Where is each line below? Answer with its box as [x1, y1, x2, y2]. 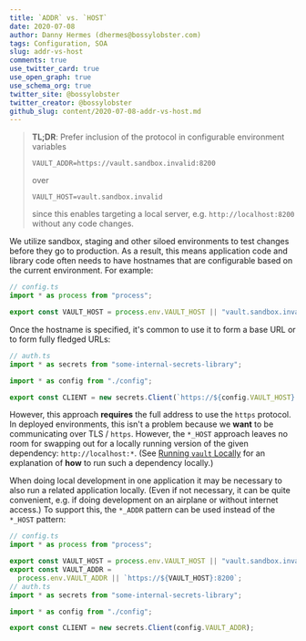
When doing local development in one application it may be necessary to [9, 475, 282, 486]
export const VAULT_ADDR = [9, 565, 112, 574]
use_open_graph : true [9, 73, 92, 82]
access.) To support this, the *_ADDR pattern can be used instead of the [9, 504, 276, 515]
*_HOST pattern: [9, 514, 66, 525]
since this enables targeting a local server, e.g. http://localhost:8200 [31, 209, 295, 220]
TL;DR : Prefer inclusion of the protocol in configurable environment [31, 131, 285, 142]
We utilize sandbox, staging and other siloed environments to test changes [9, 236, 290, 247]
